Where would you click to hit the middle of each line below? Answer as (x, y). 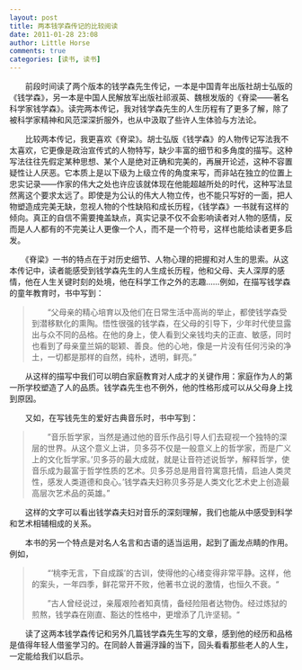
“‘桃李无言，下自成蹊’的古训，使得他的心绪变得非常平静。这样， (165, 573)
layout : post (34, 18)
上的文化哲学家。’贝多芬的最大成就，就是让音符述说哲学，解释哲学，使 (160, 459)
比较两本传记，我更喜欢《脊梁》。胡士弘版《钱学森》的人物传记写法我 (153, 139)
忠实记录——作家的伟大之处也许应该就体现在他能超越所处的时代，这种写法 (147, 184)
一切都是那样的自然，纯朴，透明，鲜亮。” (122, 357)
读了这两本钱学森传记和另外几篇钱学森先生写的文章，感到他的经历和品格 (159, 634)
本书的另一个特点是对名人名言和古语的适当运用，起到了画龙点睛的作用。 (159, 542)
